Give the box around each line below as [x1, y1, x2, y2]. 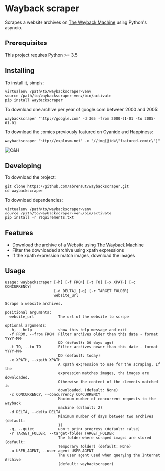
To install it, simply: [5, 80, 44, 86]
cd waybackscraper [5, 188, 43, 193]
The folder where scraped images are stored [58, 435, 152, 440]
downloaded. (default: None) [58, 388, 119, 393]
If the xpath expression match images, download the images [12, 253, 135, 258]
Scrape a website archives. [5, 301, 63, 306]
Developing [5, 161, 41, 170]
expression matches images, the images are [58, 371, 149, 376]
